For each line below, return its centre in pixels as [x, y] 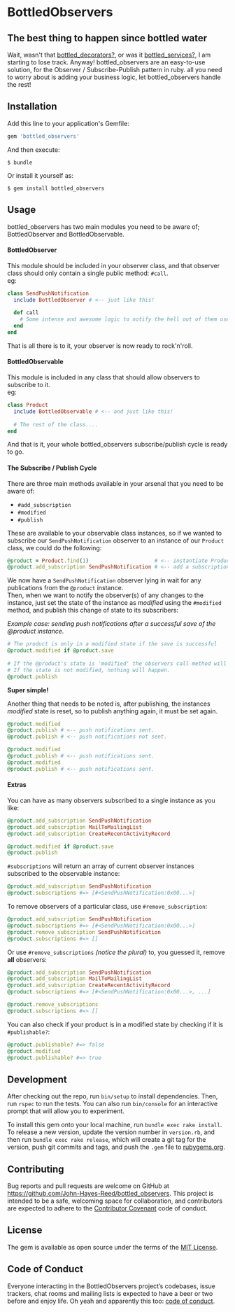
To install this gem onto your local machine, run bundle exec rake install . [115, 1125]
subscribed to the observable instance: [64, 874]
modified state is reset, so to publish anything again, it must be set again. [113, 711]
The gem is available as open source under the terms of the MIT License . [113, 1247]
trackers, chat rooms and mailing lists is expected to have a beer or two [110, 1293]
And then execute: [34, 149]
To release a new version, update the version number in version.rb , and [111, 1132]
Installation [32, 107]
